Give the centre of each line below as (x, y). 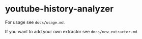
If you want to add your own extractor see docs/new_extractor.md (71, 31)
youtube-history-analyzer (59, 9)
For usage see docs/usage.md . (35, 22)
